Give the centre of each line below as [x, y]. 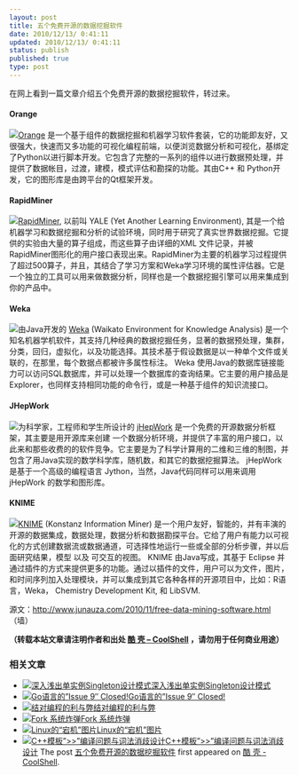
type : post [29, 67]
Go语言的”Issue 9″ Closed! [177, 697]
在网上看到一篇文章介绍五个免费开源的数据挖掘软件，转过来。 [122, 93]
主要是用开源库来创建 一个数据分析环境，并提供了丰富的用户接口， [154, 438]
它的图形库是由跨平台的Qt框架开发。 [91, 179]
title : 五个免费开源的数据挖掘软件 [66, 26]
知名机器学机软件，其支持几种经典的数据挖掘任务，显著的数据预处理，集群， [149, 340]
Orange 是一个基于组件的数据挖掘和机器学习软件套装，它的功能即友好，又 [153, 135]
